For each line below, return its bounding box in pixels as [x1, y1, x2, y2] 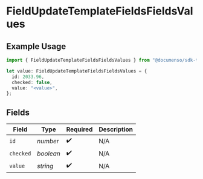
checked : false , [11, 79, 53, 85]
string [37, 161, 54, 170]
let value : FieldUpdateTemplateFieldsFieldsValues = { [6, 68, 147, 74]
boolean [37, 149, 60, 158]
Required [66, 125, 93, 134]
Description [98, 125, 134, 134]
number [37, 137, 59, 145]
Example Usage [6, 41, 66, 51]
